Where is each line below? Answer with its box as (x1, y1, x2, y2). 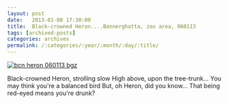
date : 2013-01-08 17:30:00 (7, 17, 91, 23)
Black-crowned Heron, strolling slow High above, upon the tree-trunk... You (7, 74, 222, 83)
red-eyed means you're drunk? (7, 89, 95, 97)
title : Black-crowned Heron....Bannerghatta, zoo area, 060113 (7, 23, 196, 30)
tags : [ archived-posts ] (7, 29, 76, 37)
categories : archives (7, 36, 70, 43)
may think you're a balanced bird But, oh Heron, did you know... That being (7, 82, 220, 90)
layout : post (7, 10, 45, 17)
